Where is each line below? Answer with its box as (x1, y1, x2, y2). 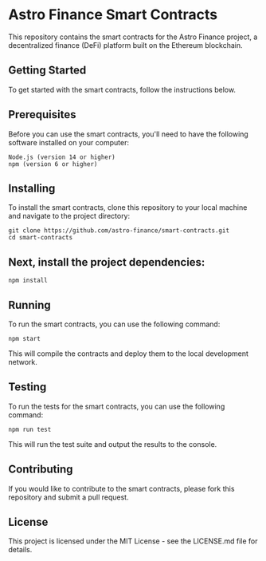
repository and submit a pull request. (8, 492, 129, 502)
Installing (8, 181, 56, 195)
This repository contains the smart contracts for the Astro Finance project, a (8, 32, 258, 41)
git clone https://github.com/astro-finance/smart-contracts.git (8, 227, 229, 235)
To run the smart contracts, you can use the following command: (8, 319, 221, 329)
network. (8, 358, 38, 366)
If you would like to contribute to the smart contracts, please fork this (8, 484, 235, 493)
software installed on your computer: (8, 137, 130, 147)
